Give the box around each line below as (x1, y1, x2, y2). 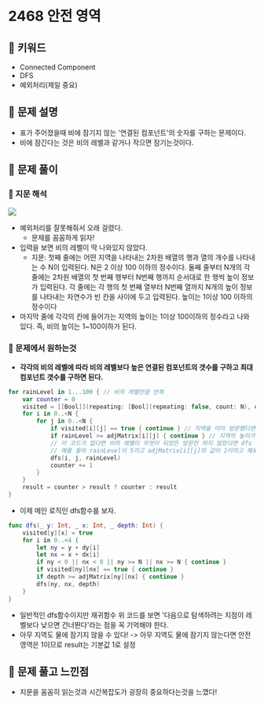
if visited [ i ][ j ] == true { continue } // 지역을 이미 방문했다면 (49, 425, 256, 433)
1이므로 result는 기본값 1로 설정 (40, 639, 136, 649)
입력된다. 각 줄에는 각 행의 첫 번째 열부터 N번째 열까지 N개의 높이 (39, 281, 238, 292)
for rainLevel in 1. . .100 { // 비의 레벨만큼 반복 (8, 388, 164, 396)
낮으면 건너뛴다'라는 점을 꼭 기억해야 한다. (40, 620, 169, 629)
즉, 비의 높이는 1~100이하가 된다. (36, 321, 137, 331)
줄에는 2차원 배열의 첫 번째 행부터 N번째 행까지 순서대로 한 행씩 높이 (31, 272, 240, 281)
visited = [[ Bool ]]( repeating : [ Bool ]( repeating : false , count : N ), (22, 403, 251, 411)
